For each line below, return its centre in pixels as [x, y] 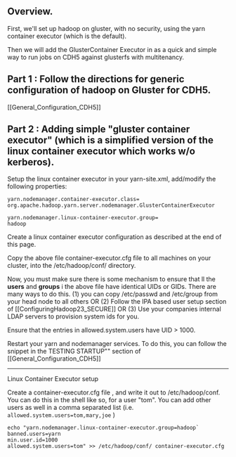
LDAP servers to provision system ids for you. [73, 316]
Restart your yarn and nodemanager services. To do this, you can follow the [117, 344]
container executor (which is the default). [67, 36]
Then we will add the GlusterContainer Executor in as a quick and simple [112, 49]
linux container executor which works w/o [101, 152]
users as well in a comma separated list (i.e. [71, 408]
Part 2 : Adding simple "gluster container [99, 129]
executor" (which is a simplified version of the [111, 140]
